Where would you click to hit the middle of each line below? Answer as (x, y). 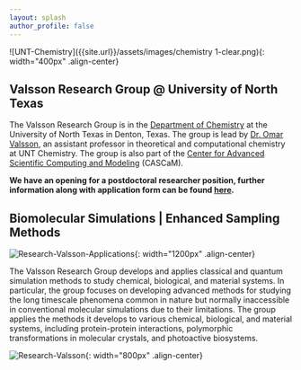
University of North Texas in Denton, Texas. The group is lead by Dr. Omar (146, 135)
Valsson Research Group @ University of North (144, 89)
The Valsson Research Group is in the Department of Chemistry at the (138, 125)
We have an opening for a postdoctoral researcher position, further (137, 181)
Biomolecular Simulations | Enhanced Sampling (145, 218)
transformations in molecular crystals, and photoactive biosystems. (134, 339)
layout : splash (38, 18)
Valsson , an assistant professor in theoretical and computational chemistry (147, 144)
